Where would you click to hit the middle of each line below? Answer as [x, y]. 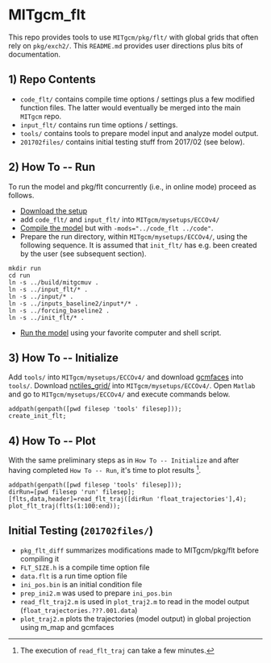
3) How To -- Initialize [64, 357]
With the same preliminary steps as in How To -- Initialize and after [124, 460]
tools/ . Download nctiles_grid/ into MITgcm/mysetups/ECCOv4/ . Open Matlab [132, 386]
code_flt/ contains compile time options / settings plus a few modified [138, 99]
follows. [21, 195]
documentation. [35, 54]
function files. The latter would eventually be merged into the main [130, 107]
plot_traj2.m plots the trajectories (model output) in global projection [135, 619]
